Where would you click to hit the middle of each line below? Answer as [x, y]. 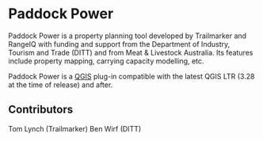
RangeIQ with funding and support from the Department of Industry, [119, 44]
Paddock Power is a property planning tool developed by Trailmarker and [128, 36]
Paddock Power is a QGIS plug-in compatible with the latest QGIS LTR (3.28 [131, 76]
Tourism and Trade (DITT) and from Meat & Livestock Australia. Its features [131, 52]
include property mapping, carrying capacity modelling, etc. [106, 61]
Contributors [41, 110]
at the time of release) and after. [61, 85]
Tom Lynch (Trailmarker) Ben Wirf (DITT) [75, 128]
